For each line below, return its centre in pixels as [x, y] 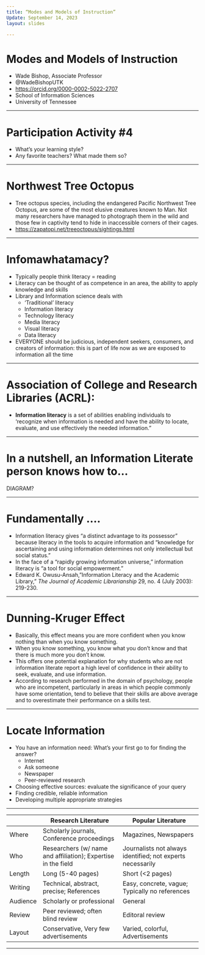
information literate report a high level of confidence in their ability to [101, 667]
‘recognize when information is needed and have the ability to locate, [102, 422]
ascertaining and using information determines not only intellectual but [104, 549]
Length [20, 874]
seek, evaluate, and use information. [61, 674]
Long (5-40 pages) [71, 874]
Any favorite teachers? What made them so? [71, 156]
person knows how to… [67, 471]
